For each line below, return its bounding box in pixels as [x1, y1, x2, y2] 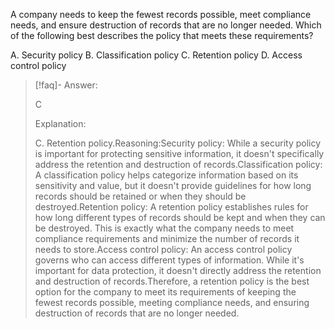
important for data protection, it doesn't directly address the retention [34, 265, 322, 276]
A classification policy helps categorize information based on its [34, 169, 299, 181]
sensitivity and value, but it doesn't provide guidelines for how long [34, 180, 312, 191]
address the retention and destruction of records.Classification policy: [34, 159, 323, 170]
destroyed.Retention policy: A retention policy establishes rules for [34, 201, 309, 213]
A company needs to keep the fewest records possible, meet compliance [10, 9, 312, 20]
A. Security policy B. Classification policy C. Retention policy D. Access [10, 49, 303, 61]
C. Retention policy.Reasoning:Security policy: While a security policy [34, 137, 322, 149]
